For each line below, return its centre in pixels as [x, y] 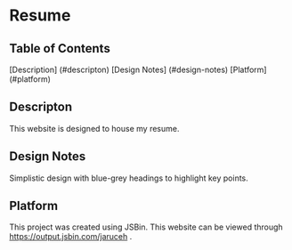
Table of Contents [60, 48]
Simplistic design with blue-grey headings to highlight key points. [129, 178]
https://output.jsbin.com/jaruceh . [71, 237]
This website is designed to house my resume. [94, 128]
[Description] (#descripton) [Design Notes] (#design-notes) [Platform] [138, 69]
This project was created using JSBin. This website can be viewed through [146, 227]
